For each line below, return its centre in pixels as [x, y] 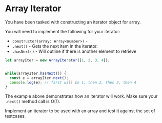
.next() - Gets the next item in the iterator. [55, 46]
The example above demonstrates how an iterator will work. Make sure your [81, 96]
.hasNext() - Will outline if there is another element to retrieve [74, 51]
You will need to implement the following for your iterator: [63, 31]
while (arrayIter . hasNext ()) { [36, 73]
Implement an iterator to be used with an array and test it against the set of [80, 111]
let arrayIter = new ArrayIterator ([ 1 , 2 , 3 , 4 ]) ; [58, 60]
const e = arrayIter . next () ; [39, 78]
